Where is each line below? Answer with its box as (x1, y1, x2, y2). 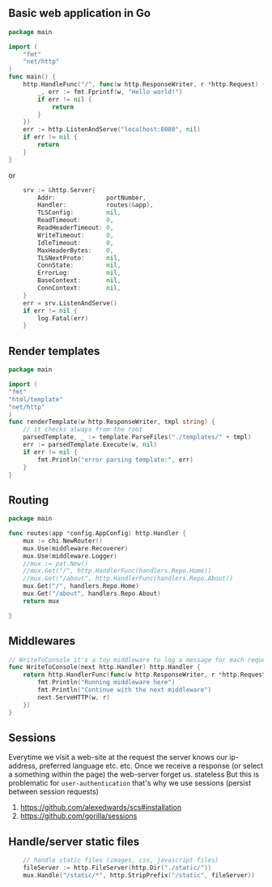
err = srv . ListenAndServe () (23, 299, 117, 307)
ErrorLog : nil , (37, 269, 121, 277)
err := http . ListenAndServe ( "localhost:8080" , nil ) (23, 126, 201, 134)
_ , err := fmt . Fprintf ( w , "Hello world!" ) (37, 88, 183, 96)
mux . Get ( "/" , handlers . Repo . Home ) (23, 582, 139, 590)
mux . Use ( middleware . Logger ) (23, 551, 117, 560)
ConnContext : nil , (37, 284, 121, 293)
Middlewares (8, 634, 75, 648)
